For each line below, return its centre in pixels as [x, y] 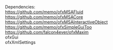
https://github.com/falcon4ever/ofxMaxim [47, 32]
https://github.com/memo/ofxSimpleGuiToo [48, 27]
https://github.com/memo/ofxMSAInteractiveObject [56, 22]
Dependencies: [20, 7]
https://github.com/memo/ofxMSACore [44, 17]
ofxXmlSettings [20, 42]
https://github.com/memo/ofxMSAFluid [44, 12]
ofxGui [12, 37]
